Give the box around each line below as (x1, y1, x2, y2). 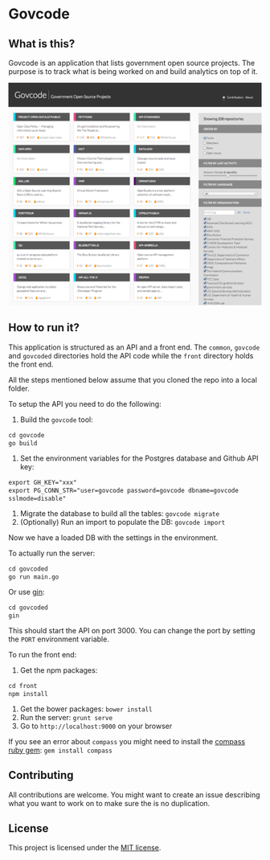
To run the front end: (8, 649, 77, 659)
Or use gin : (8, 587, 45, 596)
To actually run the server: (8, 548, 96, 558)
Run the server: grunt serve (19, 712, 113, 722)
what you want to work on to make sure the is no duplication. (8, 798, 211, 808)
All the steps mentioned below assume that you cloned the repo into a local (8, 375, 257, 384)
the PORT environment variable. (8, 634, 110, 644)
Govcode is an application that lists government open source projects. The (8, 58, 256, 68)
